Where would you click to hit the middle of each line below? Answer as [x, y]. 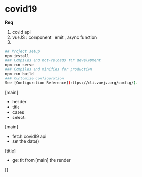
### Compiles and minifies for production [49, 69]
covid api [21, 32]
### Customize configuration [35, 79]
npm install [17, 56]
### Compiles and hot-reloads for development [53, 60]
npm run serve [19, 65]
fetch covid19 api [29, 136]
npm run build [19, 74]
